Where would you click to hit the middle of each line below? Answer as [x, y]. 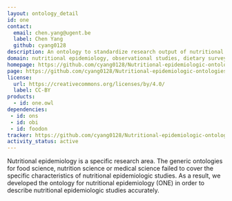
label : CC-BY [32, 90]
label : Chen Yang [38, 39]
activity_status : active [43, 142]
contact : [20, 26]
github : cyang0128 [40, 45]
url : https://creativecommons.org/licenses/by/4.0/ [89, 84]
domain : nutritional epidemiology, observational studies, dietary [106, 59]
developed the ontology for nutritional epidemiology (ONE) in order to [106, 183]
